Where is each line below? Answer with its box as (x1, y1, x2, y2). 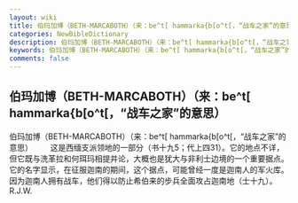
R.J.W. (9, 185, 33, 196)
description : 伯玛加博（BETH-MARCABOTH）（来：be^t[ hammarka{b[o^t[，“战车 (9, 37, 280, 47)
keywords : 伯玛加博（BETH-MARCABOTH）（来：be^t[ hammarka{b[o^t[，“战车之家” (9, 46, 286, 55)
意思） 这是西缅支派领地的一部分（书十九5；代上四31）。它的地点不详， (9, 142, 285, 152)
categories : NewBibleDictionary (9, 29, 129, 38)
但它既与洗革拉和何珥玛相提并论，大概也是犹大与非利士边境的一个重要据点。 (9, 152, 289, 164)
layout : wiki (9, 12, 58, 22)
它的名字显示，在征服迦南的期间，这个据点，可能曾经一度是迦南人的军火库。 (9, 164, 289, 175)
